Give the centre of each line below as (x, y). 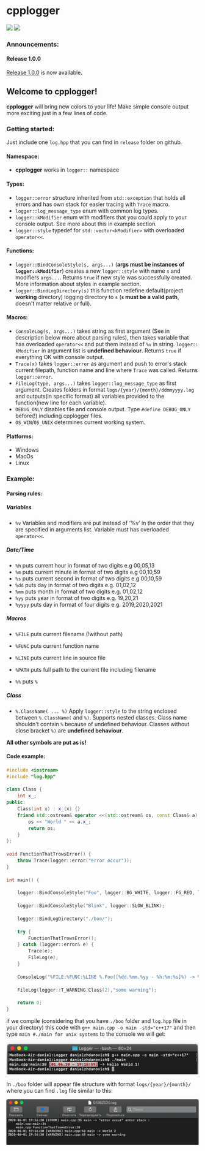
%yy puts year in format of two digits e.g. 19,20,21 (77, 598)
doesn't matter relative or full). (53, 303)
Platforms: (20, 436)
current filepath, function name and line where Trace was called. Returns (106, 370)
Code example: (26, 756)
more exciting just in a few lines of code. (57, 113)
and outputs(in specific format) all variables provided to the (90, 396)
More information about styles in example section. (78, 284)
